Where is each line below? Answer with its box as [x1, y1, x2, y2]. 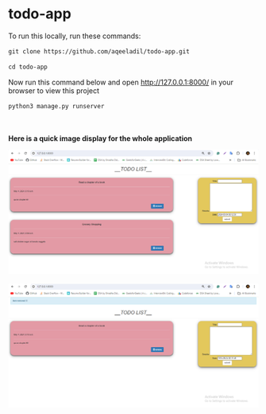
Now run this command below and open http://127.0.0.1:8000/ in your [8, 77, 234, 87]
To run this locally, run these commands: [8, 31, 141, 41]
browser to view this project [8, 85, 100, 96]
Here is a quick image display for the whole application [8, 133, 193, 143]
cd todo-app [8, 63, 48, 71]
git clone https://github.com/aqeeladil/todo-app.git [8, 47, 191, 56]
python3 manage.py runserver [8, 102, 105, 110]
